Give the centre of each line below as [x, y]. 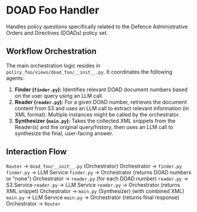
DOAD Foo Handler [53, 10]
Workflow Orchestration [51, 52]
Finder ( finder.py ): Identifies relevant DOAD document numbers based [101, 90]
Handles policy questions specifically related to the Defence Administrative [97, 26]
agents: [15, 78]
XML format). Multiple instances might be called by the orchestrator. [97, 114]
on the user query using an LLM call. [59, 95]
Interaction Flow [36, 152]
